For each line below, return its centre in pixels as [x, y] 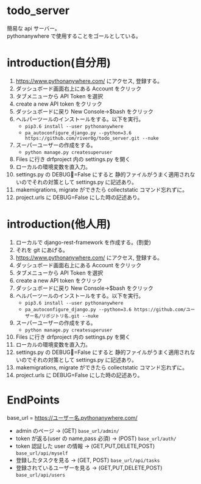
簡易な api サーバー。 [33, 28]
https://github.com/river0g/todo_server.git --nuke [92, 138]
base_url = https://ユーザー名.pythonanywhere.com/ [72, 417]
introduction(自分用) [59, 63]
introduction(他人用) [59, 224]
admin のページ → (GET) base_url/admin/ [67, 430]
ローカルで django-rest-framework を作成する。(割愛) [83, 242]
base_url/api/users [41, 475]
